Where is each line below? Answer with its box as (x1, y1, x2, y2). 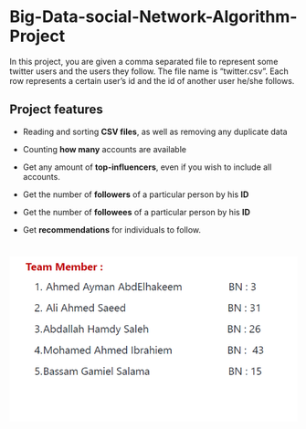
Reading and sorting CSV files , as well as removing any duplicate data (22, 126, 288, 137)
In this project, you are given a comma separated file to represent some (9, 56, 279, 67)
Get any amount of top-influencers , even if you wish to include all (22, 162, 272, 173)
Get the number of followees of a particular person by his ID (22, 206, 251, 217)
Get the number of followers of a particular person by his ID (22, 189, 249, 200)
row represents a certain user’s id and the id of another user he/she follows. (9, 75, 295, 86)
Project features (9, 102, 103, 118)
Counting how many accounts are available (22, 143, 187, 154)
